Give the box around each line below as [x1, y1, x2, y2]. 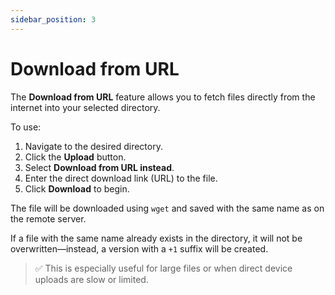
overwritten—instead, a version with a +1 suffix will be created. [10, 242, 269, 255]
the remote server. [10, 212, 87, 225]
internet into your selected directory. [10, 101, 161, 113]
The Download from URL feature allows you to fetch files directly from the [10, 91, 316, 103]
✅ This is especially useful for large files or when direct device [34, 262, 293, 274]
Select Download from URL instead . [24, 161, 175, 173]
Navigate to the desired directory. [24, 140, 163, 152]
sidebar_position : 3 [10, 14, 97, 25]
